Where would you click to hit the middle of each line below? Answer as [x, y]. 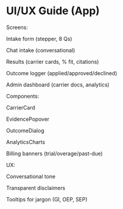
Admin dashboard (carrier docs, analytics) [58, 85]
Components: [23, 96]
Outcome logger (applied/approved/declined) [62, 73]
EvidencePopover [28, 119]
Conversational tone [31, 176]
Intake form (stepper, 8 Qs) [39, 38]
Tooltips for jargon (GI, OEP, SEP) [47, 199]
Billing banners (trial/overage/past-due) [54, 153]
